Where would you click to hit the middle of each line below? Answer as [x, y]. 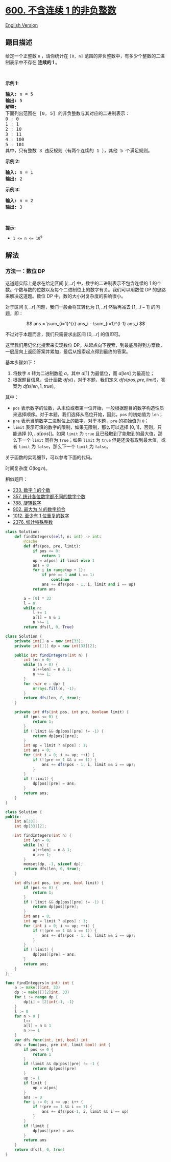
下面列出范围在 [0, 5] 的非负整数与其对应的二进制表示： [68, 113]
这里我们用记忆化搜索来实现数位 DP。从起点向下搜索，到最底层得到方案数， [85, 345]
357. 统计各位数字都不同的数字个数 [49, 497]
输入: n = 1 [19, 172]
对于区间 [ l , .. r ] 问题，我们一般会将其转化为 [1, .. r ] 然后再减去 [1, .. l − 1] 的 [80, 307]
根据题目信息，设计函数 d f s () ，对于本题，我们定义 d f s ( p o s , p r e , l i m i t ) [84, 380]
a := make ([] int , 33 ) [37, 988]
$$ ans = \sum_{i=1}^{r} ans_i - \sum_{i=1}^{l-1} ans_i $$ [86, 324]
